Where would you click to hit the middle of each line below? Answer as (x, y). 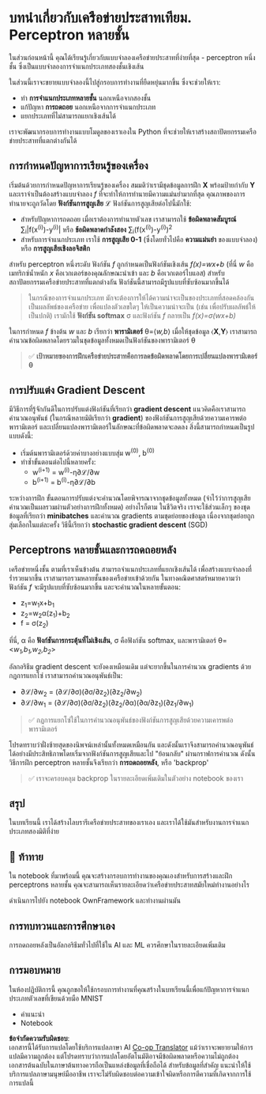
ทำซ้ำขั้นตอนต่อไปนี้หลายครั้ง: (58, 462)
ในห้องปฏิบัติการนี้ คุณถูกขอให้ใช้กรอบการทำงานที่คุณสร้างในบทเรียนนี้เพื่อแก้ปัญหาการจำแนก (129, 989)
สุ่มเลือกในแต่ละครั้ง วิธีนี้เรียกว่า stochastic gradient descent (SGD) (109, 524)
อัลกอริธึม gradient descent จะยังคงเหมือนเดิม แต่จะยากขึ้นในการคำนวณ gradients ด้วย (130, 666)
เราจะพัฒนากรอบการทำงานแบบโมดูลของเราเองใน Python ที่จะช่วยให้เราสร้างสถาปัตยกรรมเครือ (133, 131)
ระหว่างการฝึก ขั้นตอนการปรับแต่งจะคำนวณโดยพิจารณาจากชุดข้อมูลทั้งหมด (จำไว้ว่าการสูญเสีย (130, 498)
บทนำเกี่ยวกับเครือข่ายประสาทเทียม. (100, 18)
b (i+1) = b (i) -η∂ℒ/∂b (64, 481)
